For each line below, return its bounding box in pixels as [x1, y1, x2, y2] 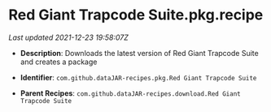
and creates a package [20, 57, 98, 67]
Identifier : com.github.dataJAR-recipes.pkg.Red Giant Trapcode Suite [20, 72, 257, 82]
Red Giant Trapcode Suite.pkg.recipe [8, 6, 264, 24]
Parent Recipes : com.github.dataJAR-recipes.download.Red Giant [20, 88, 242, 98]
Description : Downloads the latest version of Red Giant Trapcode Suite [20, 48, 259, 58]
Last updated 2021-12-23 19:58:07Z [8, 32, 129, 42]
